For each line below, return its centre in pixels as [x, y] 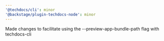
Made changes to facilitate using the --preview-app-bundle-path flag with [82, 28]
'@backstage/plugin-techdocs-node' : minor [50, 14]
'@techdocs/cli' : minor [30, 10]
